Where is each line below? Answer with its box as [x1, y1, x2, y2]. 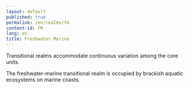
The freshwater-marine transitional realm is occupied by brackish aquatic [6, 70, 184, 77]
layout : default [6, 8, 46, 15]
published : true [6, 14, 46, 20]
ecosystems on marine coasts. [6, 76, 80, 83]
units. [6, 58, 19, 65]
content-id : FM [6, 25, 43, 31]
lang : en [6, 31, 28, 37]
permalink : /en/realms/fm [6, 19, 69, 25]
